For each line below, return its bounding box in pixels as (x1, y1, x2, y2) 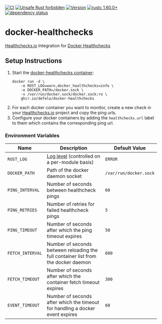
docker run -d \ (12, 79, 45, 84)
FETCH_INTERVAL (7, 250, 42, 256)
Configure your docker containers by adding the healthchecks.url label (12, 114, 154, 121)
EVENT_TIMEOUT (7, 303, 40, 308)
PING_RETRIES (7, 208, 38, 213)
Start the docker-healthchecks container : (12, 69, 94, 75)
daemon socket (46, 173, 82, 179)
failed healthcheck (46, 207, 89, 213)
